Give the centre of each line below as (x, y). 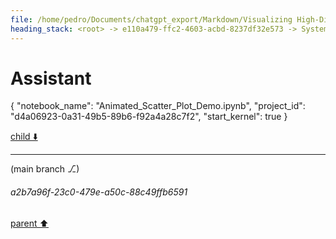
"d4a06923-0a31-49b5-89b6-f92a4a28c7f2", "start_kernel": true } (149, 117)
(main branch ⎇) (45, 169)
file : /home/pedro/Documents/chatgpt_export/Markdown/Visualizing (151, 19)
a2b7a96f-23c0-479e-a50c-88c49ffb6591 (99, 192)
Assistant (51, 78)
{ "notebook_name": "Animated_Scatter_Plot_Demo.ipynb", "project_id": (158, 106)
